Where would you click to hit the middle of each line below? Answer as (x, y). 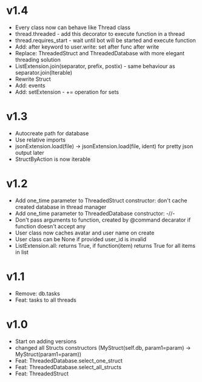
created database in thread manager (61, 206)
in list (22, 252)
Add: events (30, 85)
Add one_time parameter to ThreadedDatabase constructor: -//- (95, 213)
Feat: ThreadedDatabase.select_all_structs (68, 367)
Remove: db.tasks (38, 293)
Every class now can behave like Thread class (72, 27)
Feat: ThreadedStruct (42, 373)
